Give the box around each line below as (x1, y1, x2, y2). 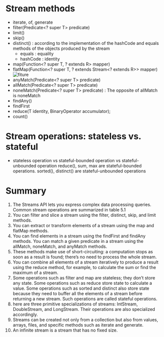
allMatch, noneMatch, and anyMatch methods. (12, 243, 107, 249)
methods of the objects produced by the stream (12, 45, 110, 51)
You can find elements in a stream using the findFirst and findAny (12, 233, 146, 239)
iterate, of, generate (12, 19, 53, 25)
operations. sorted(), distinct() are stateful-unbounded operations (12, 168, 146, 174)
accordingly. (12, 311, 38, 317)
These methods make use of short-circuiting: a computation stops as (12, 248, 153, 254)
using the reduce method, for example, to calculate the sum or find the (12, 264, 157, 270)
